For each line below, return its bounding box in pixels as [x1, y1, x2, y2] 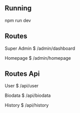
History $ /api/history [5, 102, 49, 108]
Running [5, 4, 32, 13]
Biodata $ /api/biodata [5, 92, 51, 98]
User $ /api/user [5, 83, 39, 89]
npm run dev [5, 17, 31, 23]
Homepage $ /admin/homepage [5, 55, 71, 61]
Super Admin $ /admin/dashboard [5, 45, 75, 51]
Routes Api [5, 70, 40, 78]
